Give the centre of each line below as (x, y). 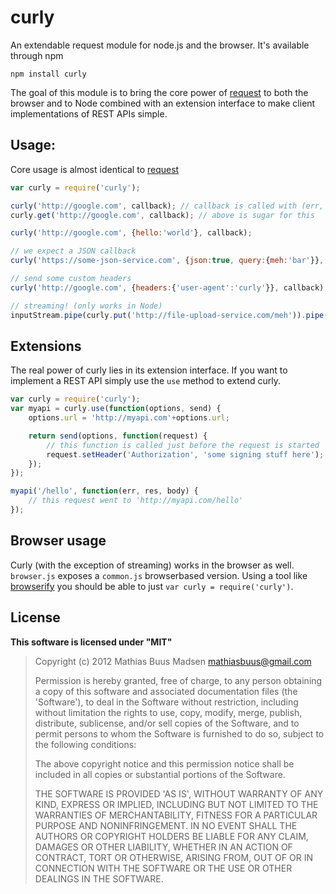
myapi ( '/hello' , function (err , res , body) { (104, 491)
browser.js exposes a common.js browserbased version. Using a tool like (159, 575)
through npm (37, 55)
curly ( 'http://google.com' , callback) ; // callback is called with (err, (167, 206)
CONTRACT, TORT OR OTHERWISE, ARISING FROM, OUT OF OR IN (173, 857)
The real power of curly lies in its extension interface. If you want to (149, 370)
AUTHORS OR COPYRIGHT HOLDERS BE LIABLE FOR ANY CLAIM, (171, 836)
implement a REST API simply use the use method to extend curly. (146, 381)
